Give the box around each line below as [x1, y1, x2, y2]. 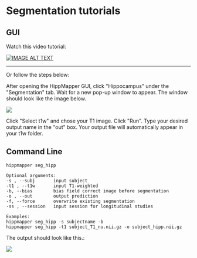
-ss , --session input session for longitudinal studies [6, 203, 154, 209]
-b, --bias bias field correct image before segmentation [6, 188, 169, 194]
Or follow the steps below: [6, 72, 70, 78]
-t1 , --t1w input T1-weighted [6, 183, 98, 189]
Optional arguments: [6, 172, 57, 178]
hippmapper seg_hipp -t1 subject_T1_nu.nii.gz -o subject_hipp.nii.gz [6, 224, 182, 230]
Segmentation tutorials [6, 4, 121, 18]
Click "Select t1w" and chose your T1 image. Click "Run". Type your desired [6, 117, 188, 124]
